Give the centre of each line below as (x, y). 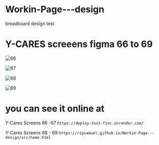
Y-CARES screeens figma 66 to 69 (79, 44)
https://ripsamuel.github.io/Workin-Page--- (107, 133)
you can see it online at (55, 109)
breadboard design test (30, 23)
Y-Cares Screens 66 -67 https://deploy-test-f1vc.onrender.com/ (74, 123)
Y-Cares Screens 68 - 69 (31, 132)
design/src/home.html (28, 137)
